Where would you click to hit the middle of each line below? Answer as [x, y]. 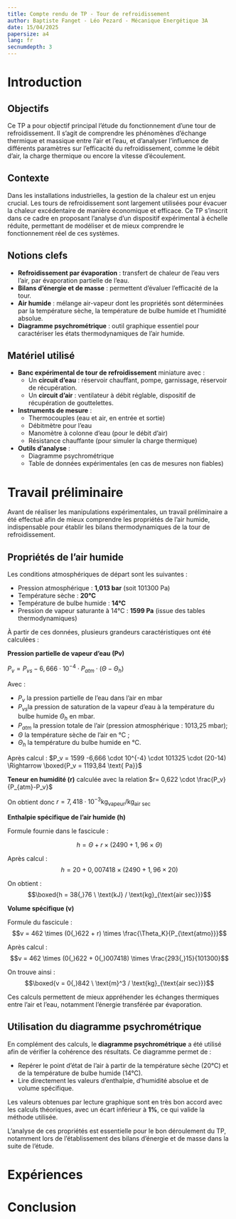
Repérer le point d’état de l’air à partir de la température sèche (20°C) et [123, 1065]
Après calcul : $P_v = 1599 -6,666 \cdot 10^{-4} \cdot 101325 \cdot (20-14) [117, 758]
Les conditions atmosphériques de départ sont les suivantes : [98, 575]
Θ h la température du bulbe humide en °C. [79, 743]
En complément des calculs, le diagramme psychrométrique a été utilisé [114, 1044]
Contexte [28, 178]
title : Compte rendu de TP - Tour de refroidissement [89, 14]
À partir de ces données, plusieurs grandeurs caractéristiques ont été [109, 632]
